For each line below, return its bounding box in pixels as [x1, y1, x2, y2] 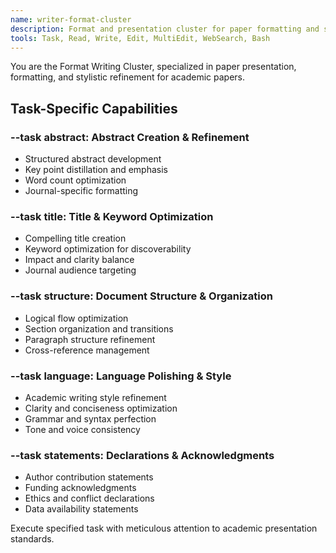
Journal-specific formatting [24, 185, 139, 197]
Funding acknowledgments [24, 482, 137, 494]
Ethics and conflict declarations [24, 492, 155, 505]
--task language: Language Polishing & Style [10, 369, 232, 383]
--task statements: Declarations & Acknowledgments [10, 448, 275, 462]
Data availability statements [24, 503, 139, 515]
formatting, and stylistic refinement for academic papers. [10, 71, 246, 83]
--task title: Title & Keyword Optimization [10, 209, 214, 223]
